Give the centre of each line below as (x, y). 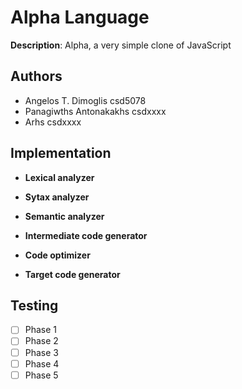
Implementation (61, 153)
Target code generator (72, 274)
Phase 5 (41, 375)
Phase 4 (42, 363)
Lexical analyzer (59, 177)
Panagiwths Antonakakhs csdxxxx (95, 111)
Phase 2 (41, 341)
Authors (36, 76)
